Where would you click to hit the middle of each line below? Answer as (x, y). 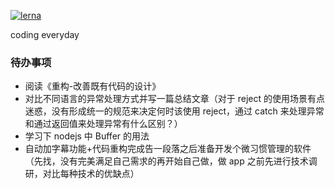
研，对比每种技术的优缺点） (82, 174)
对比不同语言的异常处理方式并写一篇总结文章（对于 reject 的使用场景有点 (175, 99)
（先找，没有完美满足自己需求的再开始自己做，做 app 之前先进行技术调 (171, 161)
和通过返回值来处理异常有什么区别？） (103, 124)
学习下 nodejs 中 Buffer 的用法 (87, 136)
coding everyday (45, 34)
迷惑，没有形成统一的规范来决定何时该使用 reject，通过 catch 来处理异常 (174, 111)
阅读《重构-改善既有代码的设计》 (93, 86)
